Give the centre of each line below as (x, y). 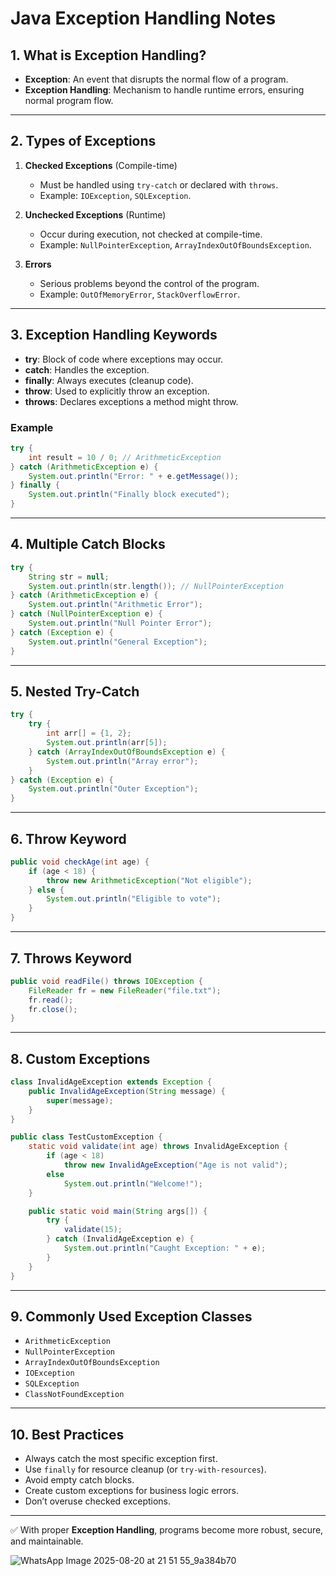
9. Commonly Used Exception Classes (131, 1316)
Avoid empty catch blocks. (79, 1480)
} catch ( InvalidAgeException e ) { (120, 1239)
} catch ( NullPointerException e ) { (86, 614)
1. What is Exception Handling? (108, 55)
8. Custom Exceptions (80, 1058)
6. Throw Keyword (68, 838)
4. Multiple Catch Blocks (88, 544)
